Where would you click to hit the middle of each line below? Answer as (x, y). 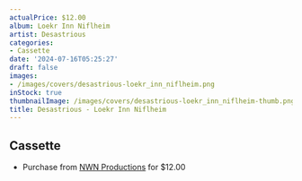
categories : (31, 43)
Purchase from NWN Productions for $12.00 (104, 168)
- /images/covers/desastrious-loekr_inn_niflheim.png (112, 84)
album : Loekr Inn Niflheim (60, 26)
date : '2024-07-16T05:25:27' (64, 59)
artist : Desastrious (48, 34)
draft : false (34, 68)
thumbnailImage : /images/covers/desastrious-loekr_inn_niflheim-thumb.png (152, 101)
